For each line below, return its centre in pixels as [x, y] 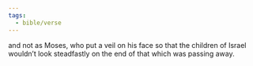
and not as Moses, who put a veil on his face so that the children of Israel [127, 45]
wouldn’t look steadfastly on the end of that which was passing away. [121, 53]
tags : [17, 15]
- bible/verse [38, 23]
